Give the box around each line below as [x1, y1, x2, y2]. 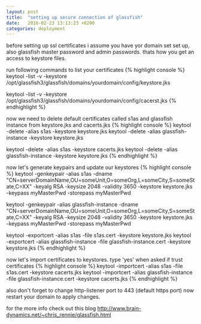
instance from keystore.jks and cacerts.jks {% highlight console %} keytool [6, 121, 191, 129]
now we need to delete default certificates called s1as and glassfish [6, 115, 173, 122]
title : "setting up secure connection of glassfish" [6, 14, 144, 20]
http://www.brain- [97, 305, 142, 312]
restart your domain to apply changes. [6, 293, 100, 301]
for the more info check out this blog [6, 305, 96, 312]
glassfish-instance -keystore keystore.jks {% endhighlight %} [6, 152, 158, 160]
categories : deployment [6, 25, 66, 32]
